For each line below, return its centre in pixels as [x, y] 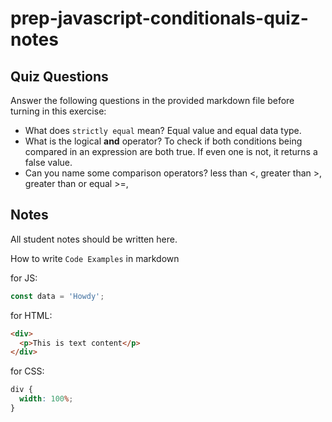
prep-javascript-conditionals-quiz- [159, 18]
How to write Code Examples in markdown [95, 258]
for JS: [24, 278]
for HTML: [31, 315]
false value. [48, 162]
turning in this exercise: [58, 111]
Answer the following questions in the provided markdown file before [152, 100]
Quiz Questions [59, 76]
